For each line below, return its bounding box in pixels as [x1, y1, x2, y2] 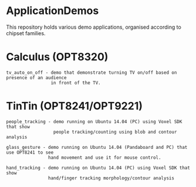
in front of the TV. [50, 80, 101, 86]
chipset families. [6, 29, 46, 36]
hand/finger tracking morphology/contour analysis [48, 175, 175, 181]
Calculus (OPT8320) [6, 50, 109, 64]
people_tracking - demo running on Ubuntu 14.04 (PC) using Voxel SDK [6, 118, 183, 124]
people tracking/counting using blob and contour [53, 129, 177, 135]
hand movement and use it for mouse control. [48, 154, 161, 161]
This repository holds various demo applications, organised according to [6, 23, 182, 30]
